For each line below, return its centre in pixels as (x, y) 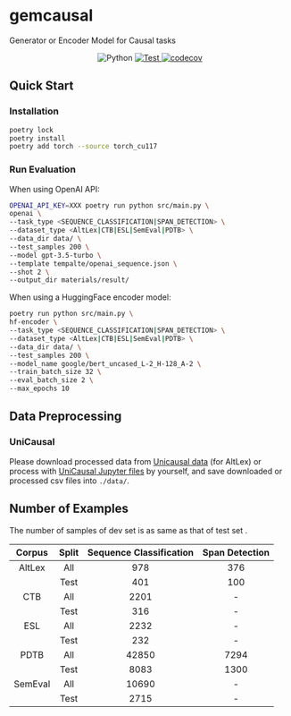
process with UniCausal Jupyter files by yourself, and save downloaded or (146, 471)
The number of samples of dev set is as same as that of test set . (129, 530)
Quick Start (42, 86)
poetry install (37, 138)
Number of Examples (69, 509)
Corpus (32, 552)
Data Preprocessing (66, 417)
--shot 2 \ (29, 272)
